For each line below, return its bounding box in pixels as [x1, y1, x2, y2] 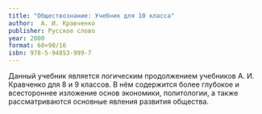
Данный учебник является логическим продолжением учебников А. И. [8, 71, 255, 80]
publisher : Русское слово [8, 26, 95, 35]
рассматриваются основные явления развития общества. [8, 97, 210, 106]
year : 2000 [8, 34, 45, 43]
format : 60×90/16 [8, 42, 67, 50]
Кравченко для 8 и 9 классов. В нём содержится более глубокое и [8, 79, 239, 89]
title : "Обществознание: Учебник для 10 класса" [8, 11, 175, 20]
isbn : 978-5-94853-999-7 [8, 49, 92, 57]
